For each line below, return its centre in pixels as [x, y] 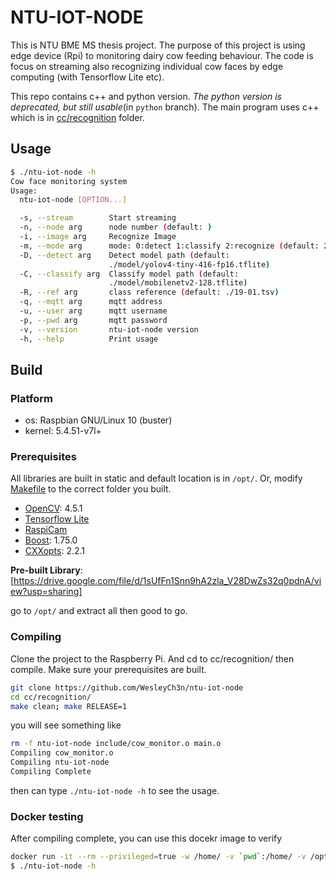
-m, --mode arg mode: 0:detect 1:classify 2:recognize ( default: [169, 246]
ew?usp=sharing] [46, 592]
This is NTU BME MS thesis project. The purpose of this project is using [158, 45]
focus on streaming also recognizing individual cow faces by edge [147, 66]
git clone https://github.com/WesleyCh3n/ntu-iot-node [127, 687]
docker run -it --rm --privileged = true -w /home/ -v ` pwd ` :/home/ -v [158, 857]
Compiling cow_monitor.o [62, 753]
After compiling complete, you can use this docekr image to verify [146, 838]
